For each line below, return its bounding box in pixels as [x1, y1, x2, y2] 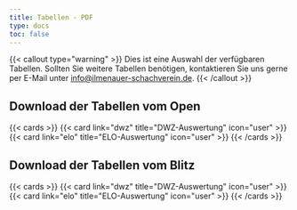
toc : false [9, 29, 50, 38]
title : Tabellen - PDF [9, 12, 93, 22]
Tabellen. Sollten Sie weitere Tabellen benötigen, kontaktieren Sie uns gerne [9, 63, 288, 74]
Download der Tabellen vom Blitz [9, 157, 196, 173]
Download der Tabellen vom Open [9, 99, 201, 114]
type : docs [9, 21, 50, 30]
